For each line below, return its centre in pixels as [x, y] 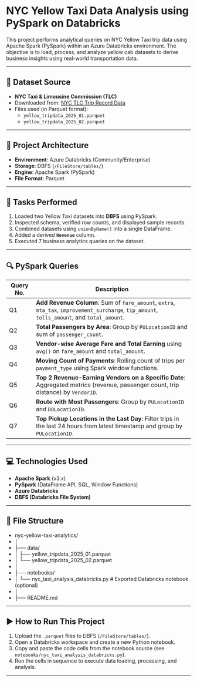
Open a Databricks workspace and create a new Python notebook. [95, 642]
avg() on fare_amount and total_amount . [91, 351]
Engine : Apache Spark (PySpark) [55, 172]
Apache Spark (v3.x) [40, 478]
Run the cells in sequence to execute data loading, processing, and [96, 661]
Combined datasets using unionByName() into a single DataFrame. [93, 229]
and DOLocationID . [61, 409]
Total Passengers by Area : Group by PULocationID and [112, 327]
